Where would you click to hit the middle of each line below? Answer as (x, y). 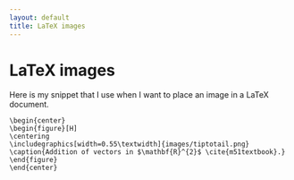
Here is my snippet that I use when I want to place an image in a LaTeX (139, 95)
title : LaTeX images (48, 26)
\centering (29, 137)
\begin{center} (38, 121)
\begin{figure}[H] (43, 129)
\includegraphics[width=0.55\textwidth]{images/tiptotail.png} (130, 144)
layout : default (39, 17)
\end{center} (34, 168)
